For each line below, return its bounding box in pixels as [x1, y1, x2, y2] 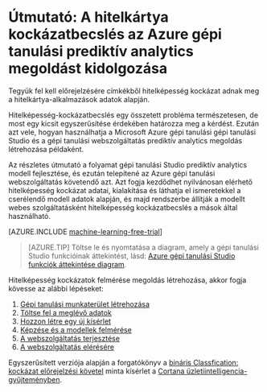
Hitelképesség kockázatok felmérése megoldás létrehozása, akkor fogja [8, 274, 247, 285]
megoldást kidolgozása [8, 60, 167, 78]
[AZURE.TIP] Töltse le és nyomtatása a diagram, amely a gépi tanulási [27, 242, 259, 252]
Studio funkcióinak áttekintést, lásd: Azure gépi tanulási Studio [27, 250, 236, 261]
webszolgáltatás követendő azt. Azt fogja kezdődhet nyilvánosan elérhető [8, 177, 253, 187]
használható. [8, 211, 51, 221]
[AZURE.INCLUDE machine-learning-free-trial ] [8, 226, 163, 237]
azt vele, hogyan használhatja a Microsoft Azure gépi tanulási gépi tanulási [8, 127, 256, 137]
